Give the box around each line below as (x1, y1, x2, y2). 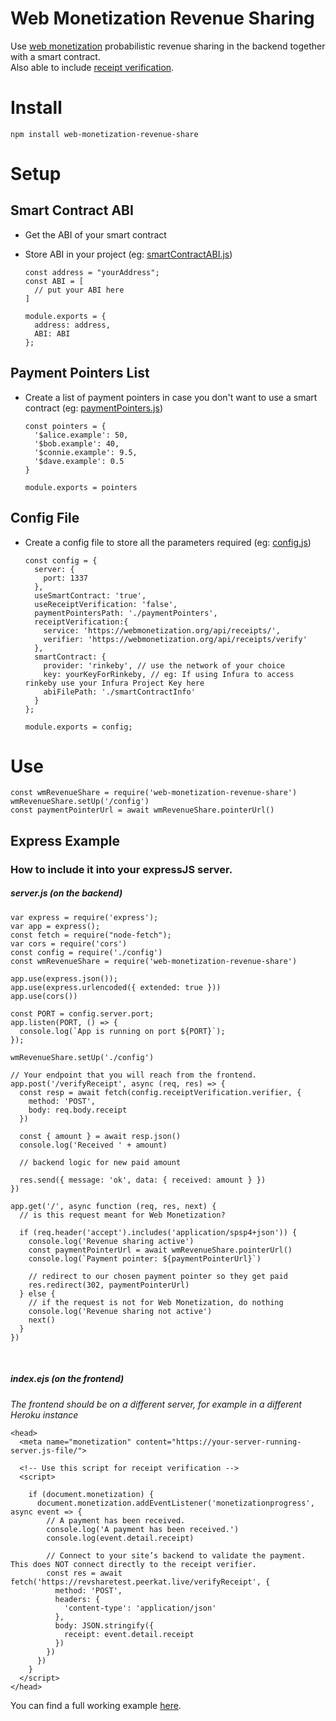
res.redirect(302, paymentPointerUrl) (28, 1280, 190, 1290)
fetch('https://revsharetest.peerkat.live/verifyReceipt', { (10, 1577, 271, 1587)
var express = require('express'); (10, 912, 159, 922)
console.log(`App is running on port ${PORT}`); (19, 1026, 226, 1036)
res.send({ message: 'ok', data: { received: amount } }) (19, 1175, 267, 1185)
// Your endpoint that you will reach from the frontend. (10, 1070, 257, 1080)
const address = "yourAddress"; (24, 267, 160, 277)
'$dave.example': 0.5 (34, 456, 125, 466)
